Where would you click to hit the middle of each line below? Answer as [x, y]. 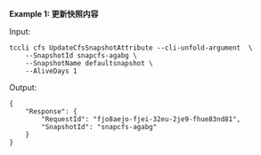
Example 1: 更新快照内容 [54, 14]
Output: [23, 87]
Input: [20, 31]
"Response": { [51, 112]
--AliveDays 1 [51, 71]
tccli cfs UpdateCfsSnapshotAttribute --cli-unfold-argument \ [131, 48]
